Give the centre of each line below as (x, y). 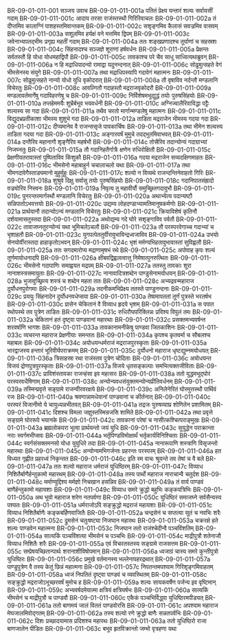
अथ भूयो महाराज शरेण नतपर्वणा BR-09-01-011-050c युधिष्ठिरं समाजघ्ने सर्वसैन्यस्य (128, 497)
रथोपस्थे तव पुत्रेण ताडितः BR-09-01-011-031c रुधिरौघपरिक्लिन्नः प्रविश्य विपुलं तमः (99, 312)
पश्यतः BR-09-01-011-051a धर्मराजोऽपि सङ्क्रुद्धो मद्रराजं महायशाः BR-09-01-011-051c (110, 505)
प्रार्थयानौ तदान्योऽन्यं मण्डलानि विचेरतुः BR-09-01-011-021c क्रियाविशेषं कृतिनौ (110, 212)
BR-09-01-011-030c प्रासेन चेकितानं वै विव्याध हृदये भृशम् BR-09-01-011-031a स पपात (111, 304)
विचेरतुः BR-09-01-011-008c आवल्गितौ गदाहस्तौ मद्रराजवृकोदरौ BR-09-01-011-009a (109, 88)
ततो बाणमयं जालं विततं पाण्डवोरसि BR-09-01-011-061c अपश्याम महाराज (135, 605)
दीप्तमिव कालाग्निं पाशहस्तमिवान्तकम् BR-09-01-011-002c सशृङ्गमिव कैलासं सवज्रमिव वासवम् (113, 26)
